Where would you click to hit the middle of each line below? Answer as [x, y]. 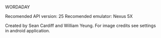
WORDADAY [18, 7]
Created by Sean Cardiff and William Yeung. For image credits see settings [80, 25]
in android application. [28, 31]
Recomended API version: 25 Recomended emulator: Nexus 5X [69, 16]
